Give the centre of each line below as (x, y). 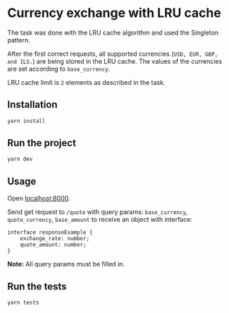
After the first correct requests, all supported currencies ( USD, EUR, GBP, (113, 54)
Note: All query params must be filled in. (66, 264)
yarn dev (20, 159)
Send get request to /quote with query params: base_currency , (98, 212)
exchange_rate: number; (55, 239)
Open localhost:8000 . (39, 199)
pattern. (19, 40)
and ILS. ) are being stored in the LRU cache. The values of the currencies (115, 61)
